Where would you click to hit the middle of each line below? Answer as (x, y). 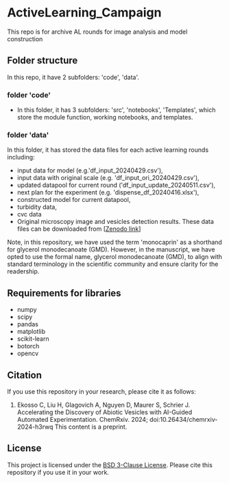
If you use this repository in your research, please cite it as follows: (102, 391)
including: (21, 157)
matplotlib (31, 332)
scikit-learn (33, 339)
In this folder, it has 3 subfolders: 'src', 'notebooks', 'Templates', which (116, 110)
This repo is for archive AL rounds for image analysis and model (97, 32)
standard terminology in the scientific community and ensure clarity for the (113, 264)
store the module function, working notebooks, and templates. (105, 117)
